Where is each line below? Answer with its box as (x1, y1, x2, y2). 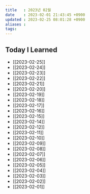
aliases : (5, 21, 26, 27)
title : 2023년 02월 (5, 7, 51, 13)
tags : (5, 27, 17, 32)
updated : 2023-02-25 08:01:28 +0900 (5, 17, 85, 22)
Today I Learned (5, 45, 57, 54)
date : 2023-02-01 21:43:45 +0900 (5, 12, 85, 17)
